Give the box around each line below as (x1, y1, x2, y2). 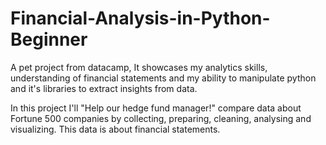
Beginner (10, 28, 88, 51)
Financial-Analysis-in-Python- (10, 7, 271, 30)
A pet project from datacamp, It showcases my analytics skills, (10, 61, 268, 73)
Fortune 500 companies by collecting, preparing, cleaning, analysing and (10, 112, 312, 124)
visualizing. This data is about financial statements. (10, 123, 221, 135)
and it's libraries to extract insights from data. (10, 82, 198, 94)
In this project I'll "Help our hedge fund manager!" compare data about (10, 102, 302, 114)
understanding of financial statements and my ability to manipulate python (10, 72, 317, 84)
